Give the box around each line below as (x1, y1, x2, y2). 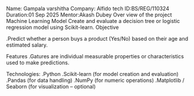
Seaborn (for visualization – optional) (6, 83, 96, 90)
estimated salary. (6, 41, 48, 48)
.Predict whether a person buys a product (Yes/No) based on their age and (6, 35, 189, 42)
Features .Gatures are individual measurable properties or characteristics (6, 53, 185, 59)
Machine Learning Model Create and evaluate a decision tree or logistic (6, 18, 180, 24)
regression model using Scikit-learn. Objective (6, 24, 119, 31)
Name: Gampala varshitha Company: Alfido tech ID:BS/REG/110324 (6, 5, 170, 12)
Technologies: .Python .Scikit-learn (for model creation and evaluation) (6, 71, 179, 77)
